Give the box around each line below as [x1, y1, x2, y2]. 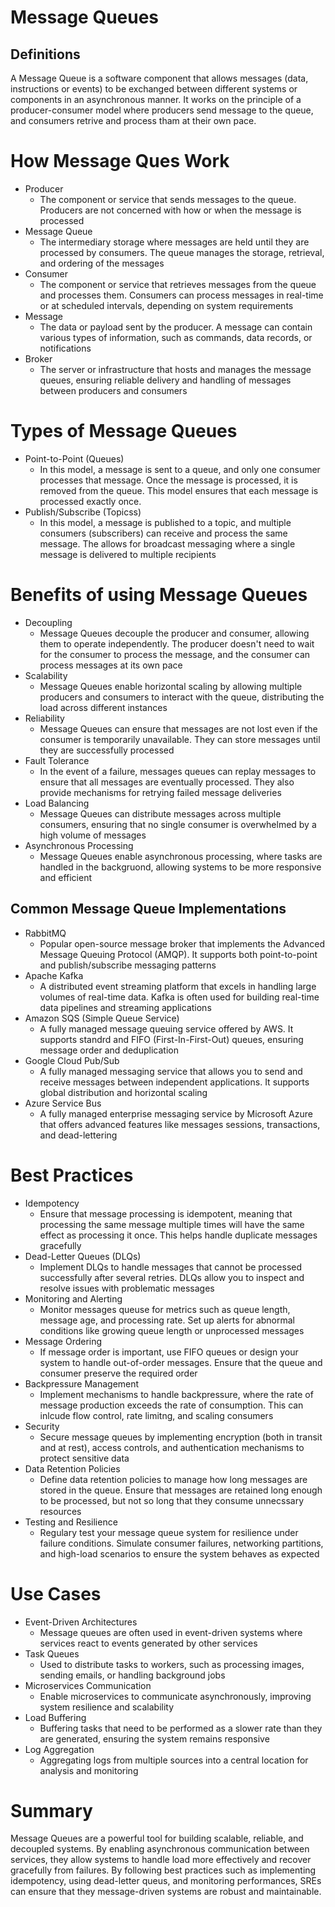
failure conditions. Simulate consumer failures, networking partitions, [39, 1537, 324, 1549]
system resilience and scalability [39, 1701, 175, 1713]
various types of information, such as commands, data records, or [39, 331, 313, 343]
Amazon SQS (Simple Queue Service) [24, 1012, 180, 1024]
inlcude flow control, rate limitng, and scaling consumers [39, 1409, 274, 1421]
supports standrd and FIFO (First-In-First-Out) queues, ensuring [39, 1033, 304, 1045]
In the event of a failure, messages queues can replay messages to [39, 765, 317, 777]
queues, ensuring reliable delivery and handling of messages [39, 374, 292, 386]
